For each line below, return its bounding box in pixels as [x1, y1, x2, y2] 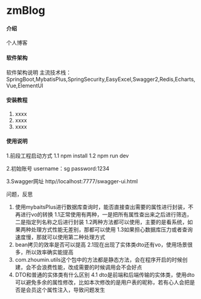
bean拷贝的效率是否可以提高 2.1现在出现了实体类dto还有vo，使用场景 [14, 241, 188, 248]
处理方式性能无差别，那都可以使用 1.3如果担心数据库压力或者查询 [31, 226, 193, 233]
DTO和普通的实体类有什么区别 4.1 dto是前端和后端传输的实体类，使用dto [14, 271, 195, 278]
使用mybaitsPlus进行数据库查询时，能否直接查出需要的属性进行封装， [14, 203, 188, 210]
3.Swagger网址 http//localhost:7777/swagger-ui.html [6, 178, 138, 184]
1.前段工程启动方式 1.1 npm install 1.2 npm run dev [6, 152, 129, 159]
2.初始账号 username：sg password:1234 [6, 165, 110, 172]
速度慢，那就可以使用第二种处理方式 [14, 233, 106, 241]
